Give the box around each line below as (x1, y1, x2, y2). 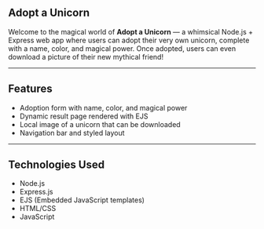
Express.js (19, 187, 53, 197)
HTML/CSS (19, 204, 57, 213)
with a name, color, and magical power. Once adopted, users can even (8, 43, 236, 53)
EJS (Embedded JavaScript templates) (19, 195, 145, 205)
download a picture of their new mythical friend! (8, 52, 163, 61)
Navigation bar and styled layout (19, 128, 125, 137)
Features (8, 82, 53, 96)
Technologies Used (8, 158, 104, 172)
